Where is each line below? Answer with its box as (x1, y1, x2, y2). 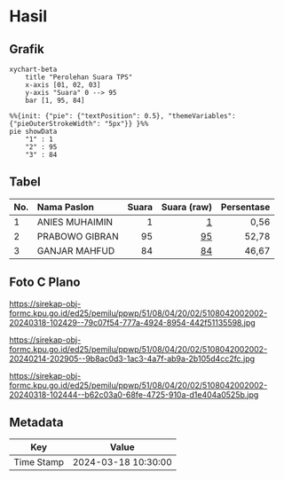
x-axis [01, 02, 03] (25, 81, 101, 90)
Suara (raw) (161, 201, 213, 213)
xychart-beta (9, 65, 58, 74)
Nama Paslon (36, 201, 95, 213)
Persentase (220, 201, 271, 213)
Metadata (9, 415, 64, 430)
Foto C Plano (9, 275, 81, 290)
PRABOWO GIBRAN (36, 230, 119, 242)
